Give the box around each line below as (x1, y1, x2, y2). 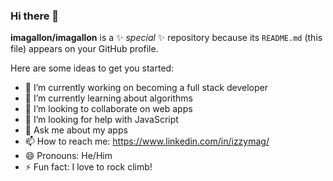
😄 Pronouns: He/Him (24, 150, 113, 162)
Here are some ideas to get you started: (10, 62, 175, 74)
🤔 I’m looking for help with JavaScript (24, 114, 179, 126)
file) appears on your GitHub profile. (10, 43, 159, 55)
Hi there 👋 (10, 9, 60, 23)
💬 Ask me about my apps (24, 124, 128, 136)
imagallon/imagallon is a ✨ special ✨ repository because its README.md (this (10, 32, 323, 44)
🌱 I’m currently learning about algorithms (24, 92, 193, 104)
